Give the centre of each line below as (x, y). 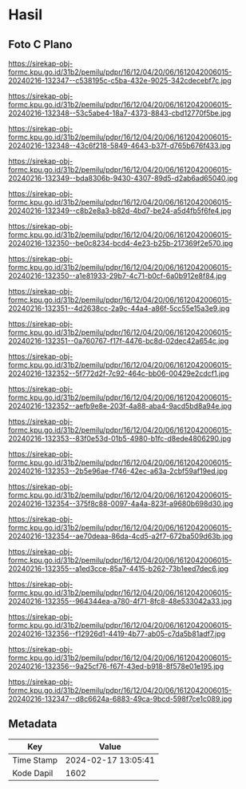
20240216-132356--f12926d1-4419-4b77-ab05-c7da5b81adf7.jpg (117, 634)
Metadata (33, 724)
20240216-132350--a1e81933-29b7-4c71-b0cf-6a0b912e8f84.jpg (117, 276)
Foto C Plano (40, 44)
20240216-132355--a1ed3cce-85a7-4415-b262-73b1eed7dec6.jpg (119, 569)
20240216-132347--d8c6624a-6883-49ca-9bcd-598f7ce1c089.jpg (120, 699)
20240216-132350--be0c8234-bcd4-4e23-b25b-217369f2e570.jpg (121, 243)
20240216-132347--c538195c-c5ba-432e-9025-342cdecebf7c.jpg (120, 81)
